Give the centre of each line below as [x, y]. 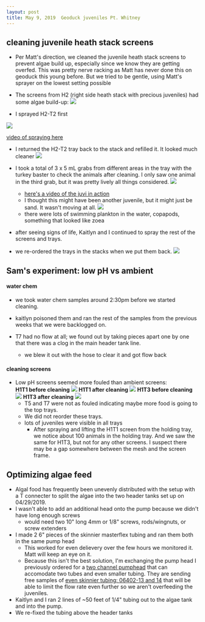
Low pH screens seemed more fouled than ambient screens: [91, 382]
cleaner [25, 156]
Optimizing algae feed [49, 474]
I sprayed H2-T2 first [41, 114]
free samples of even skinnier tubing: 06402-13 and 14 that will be [107, 580]
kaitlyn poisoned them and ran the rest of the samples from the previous [106, 318]
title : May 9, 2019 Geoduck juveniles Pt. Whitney [73, 18]
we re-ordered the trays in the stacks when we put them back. [94, 252]
